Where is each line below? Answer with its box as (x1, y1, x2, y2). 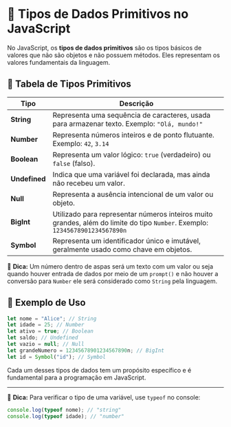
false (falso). (52, 158, 96, 168)
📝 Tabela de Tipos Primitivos (7, 79, 132, 90)
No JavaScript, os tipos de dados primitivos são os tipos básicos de (7, 43, 202, 52)
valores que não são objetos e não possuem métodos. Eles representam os (7, 51, 220, 59)
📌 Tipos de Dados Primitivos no (7, 6, 189, 22)
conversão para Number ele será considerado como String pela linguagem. (7, 277, 218, 285)
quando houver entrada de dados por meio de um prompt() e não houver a (7, 269, 219, 278)
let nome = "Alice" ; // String (7, 315, 97, 322)
